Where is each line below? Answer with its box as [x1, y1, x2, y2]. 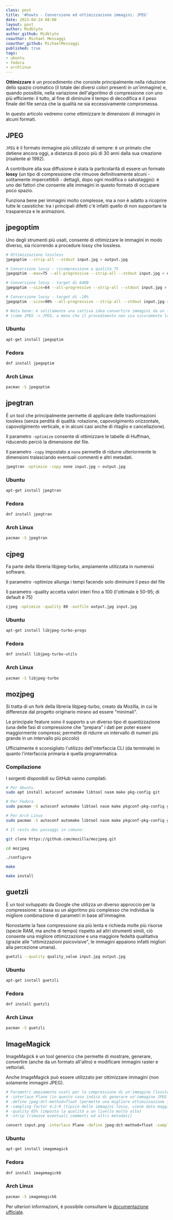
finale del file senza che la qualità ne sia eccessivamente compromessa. [6, 101, 159, 107]
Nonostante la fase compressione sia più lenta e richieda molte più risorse [6, 922, 163, 928]
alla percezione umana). [6, 944, 57, 950]
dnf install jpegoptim [6, 361, 54, 366]
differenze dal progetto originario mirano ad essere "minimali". [6, 709, 138, 715]
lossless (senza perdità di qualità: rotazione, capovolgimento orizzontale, [6, 418, 160, 424]
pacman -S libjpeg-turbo [6, 675, 59, 681]
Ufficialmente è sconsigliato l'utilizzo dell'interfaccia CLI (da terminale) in [6, 745, 160, 752]
